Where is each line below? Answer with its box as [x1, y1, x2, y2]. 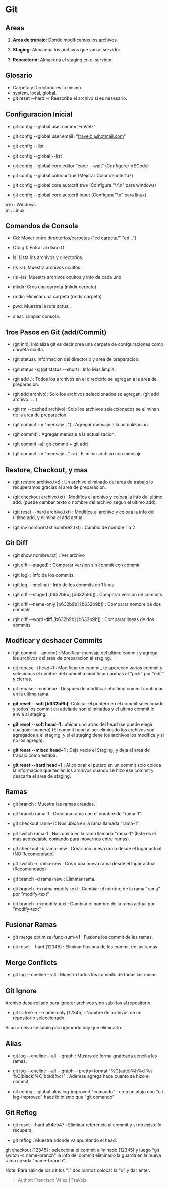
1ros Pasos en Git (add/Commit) [5, 328, 107, 336]
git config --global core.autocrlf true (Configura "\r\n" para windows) [12, 182, 156, 188]
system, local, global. [12, 90, 57, 96]
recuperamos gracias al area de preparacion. [12, 484, 106, 490]
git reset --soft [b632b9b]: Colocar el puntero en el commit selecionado [12, 700, 164, 706]
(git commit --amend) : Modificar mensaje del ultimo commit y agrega [12, 650, 158, 656]
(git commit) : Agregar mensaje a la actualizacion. [12, 431, 116, 437]
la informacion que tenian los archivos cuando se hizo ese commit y [12, 767, 154, 773]
